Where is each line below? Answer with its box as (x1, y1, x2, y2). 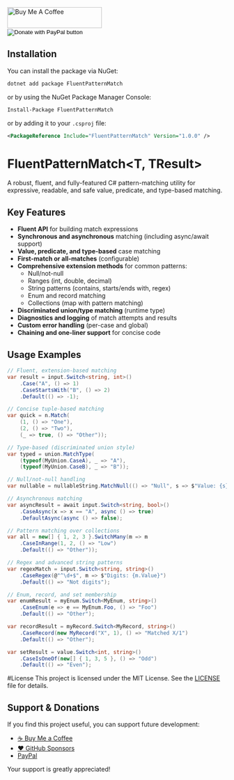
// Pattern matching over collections (7, 527, 120, 534)
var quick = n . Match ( (7, 412, 70, 419)
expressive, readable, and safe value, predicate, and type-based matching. (7, 186, 223, 194)
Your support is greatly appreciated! (7, 765, 111, 774)
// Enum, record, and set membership (7, 591, 117, 598)
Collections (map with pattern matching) (27, 299, 144, 307)
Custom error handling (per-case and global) (17, 321, 148, 329)
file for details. (7, 682, 49, 690)
